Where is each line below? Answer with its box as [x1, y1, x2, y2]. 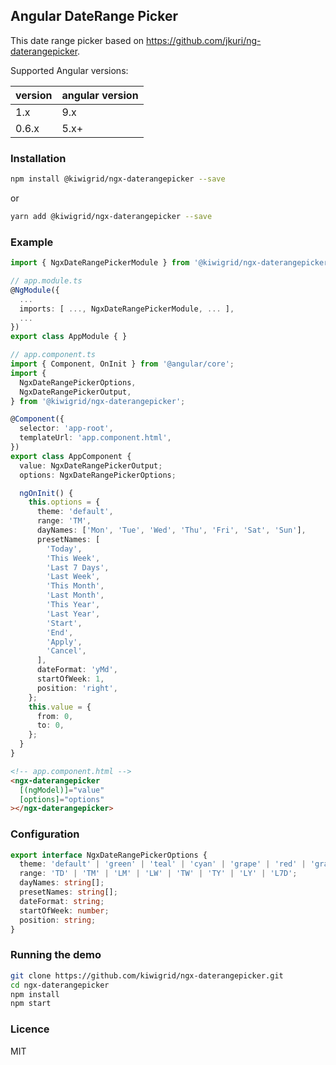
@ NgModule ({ [10, 285, 60, 295]
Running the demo [10, 948, 102, 962]
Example [10, 235, 54, 249]
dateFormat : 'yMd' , [36, 665, 118, 675]
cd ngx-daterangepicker [10, 980, 110, 990]
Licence [10, 1022, 50, 1036]
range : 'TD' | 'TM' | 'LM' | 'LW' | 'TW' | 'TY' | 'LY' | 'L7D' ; [19, 869, 298, 879]
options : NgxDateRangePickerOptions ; [19, 470, 177, 480]
